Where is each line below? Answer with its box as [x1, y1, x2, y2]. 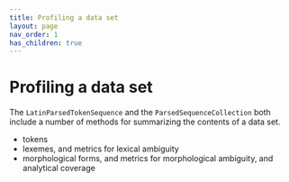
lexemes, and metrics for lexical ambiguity [22, 143, 180, 154]
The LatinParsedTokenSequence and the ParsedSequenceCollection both [9, 107, 272, 118]
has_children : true [9, 38, 83, 48]
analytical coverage [22, 163, 96, 174]
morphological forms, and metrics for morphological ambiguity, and [22, 153, 274, 164]
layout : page [9, 22, 59, 31]
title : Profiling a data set [9, 13, 119, 23]
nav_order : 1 [9, 30, 59, 39]
